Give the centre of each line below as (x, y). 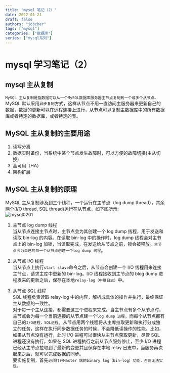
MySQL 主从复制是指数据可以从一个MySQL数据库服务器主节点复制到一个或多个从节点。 (82, 98)
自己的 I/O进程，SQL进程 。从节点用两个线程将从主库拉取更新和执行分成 (84, 322)
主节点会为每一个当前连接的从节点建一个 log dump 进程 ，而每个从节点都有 (89, 316)
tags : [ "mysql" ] (22, 29)
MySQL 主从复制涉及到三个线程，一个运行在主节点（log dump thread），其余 (85, 202)
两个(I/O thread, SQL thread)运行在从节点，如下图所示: (62, 209)
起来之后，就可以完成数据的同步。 (48, 354)
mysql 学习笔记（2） (49, 65)
